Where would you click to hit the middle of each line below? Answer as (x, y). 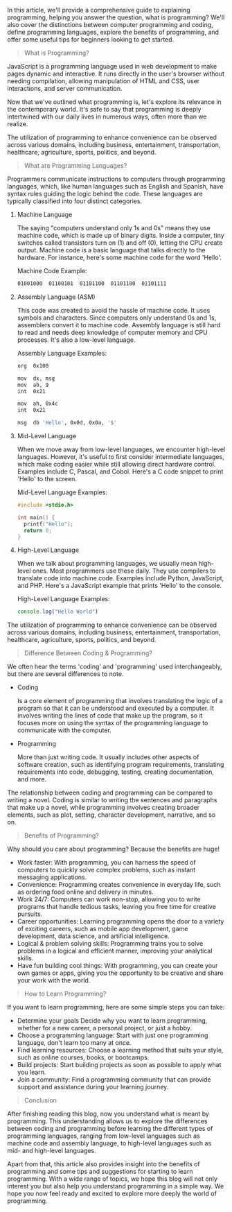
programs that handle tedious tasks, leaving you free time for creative (117, 907)
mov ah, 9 (33, 385)
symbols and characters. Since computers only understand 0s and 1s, (117, 318)
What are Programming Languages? (75, 165)
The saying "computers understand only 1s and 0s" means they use (114, 228)
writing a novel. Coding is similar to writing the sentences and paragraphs (112, 800)
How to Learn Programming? (65, 994)
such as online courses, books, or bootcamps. (83, 1057)
